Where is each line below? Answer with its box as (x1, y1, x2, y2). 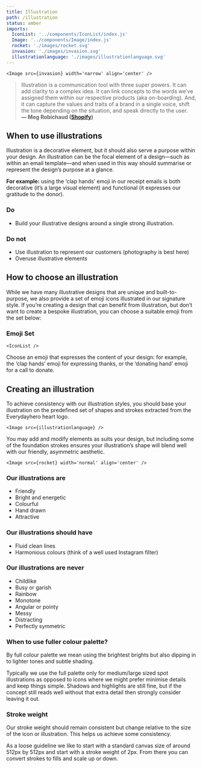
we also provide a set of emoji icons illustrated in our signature (30, 295, 186, 302)
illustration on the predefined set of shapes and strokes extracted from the (6, 406, 192, 413)
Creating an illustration (6, 384, 95, 394)
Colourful (14, 501, 39, 508)
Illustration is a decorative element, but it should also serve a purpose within (6, 146, 196, 154)
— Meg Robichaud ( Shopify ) (21, 113, 93, 120)
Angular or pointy (14, 603, 59, 610)
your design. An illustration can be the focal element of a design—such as (6, 153, 190, 160)
